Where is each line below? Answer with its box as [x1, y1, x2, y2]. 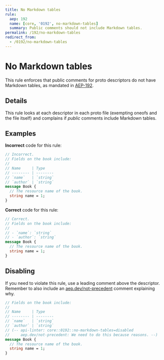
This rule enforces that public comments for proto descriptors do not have [5, 77, 156, 83]
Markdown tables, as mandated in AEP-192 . [5, 82, 94, 88]
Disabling [5, 267, 35, 275]
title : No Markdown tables [5, 7, 61, 12]
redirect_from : [5, 35, 37, 40]
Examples [5, 129, 36, 137]
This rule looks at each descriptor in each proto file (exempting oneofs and [5, 110, 157, 116]
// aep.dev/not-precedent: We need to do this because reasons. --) [5, 332, 158, 337]
